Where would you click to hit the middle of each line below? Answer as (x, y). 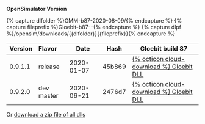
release (49, 67)
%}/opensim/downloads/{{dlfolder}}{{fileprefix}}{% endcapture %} (91, 34)
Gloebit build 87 (164, 49)
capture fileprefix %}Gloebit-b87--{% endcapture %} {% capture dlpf (94, 27)
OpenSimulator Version (37, 9)
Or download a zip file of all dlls (46, 115)
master (49, 96)
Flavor (48, 49)
